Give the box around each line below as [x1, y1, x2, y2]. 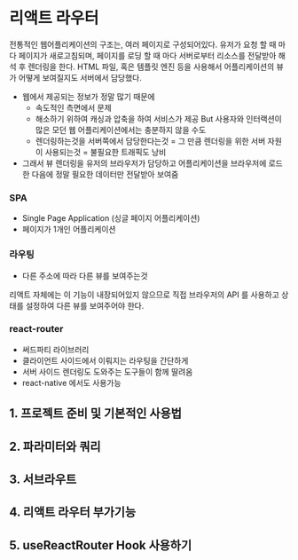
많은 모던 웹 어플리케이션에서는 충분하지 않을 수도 [35, 124, 207, 135]
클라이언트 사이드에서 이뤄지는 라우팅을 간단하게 [21, 355, 189, 366]
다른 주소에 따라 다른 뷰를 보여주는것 [21, 270, 148, 280]
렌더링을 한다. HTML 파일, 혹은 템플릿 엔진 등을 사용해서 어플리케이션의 [27, 61, 275, 72]
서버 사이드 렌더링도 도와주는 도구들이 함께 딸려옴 [21, 366, 193, 377]
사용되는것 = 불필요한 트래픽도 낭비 [44, 146, 167, 157]
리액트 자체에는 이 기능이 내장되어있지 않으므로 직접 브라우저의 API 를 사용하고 [9, 289, 279, 300]
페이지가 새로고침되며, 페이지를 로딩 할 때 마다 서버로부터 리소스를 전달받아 [18, 50, 277, 60]
